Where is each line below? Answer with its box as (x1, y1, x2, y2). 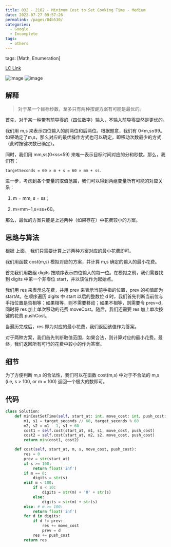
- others (10, 41, 29, 46)
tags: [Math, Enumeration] (5, 55, 61, 61)
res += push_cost (32, 533, 70, 538)
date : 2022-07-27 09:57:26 (5, 12, 63, 17)
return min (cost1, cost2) (24, 438, 80, 443)
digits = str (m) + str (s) (42, 499, 98, 504)
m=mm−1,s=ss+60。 (12, 206, 58, 212)
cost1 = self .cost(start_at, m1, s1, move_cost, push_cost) (24, 428, 155, 433)
